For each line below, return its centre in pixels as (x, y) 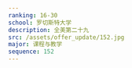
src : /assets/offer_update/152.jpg (66, 37)
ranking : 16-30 (33, 15)
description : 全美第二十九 (49, 30)
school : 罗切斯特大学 (40, 23)
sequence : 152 (31, 52)
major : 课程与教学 (35, 45)
